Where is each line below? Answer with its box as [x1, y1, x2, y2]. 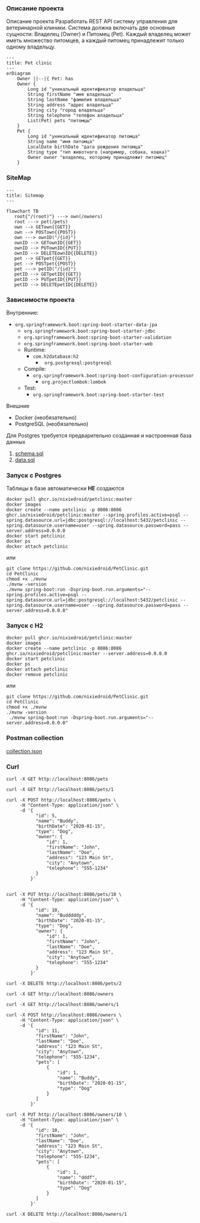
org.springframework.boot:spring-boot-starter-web [23, 340, 153, 347]
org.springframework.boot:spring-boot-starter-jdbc [23, 328, 156, 334]
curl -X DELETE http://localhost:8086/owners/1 [6, 1212, 128, 1218]
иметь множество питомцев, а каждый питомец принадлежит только [6, 37, 184, 44]
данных [6, 438, 26, 445]
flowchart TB [6, 208, 39, 214]
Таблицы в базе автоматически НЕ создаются [6, 485, 125, 492]
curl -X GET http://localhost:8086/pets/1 [6, 787, 114, 793]
